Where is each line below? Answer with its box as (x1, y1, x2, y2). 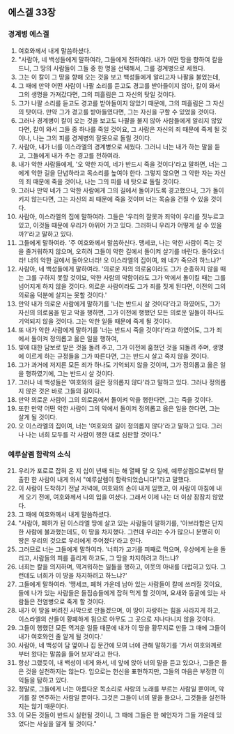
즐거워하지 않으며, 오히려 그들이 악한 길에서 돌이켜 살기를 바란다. (25, 247, 201, 255)
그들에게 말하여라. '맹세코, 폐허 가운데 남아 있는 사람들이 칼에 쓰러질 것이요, (17, 580, 222, 588)
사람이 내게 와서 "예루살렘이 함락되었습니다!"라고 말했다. (38, 475, 192, 484)
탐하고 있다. (36, 675, 69, 684)
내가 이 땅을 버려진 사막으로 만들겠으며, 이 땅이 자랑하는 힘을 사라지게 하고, (17, 606, 221, 614)
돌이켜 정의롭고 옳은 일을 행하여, (31, 334, 119, 343)
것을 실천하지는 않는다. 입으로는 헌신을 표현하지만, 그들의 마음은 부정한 (25, 667, 217, 675)
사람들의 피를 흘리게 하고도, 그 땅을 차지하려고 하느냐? (33, 553, 180, 562)
